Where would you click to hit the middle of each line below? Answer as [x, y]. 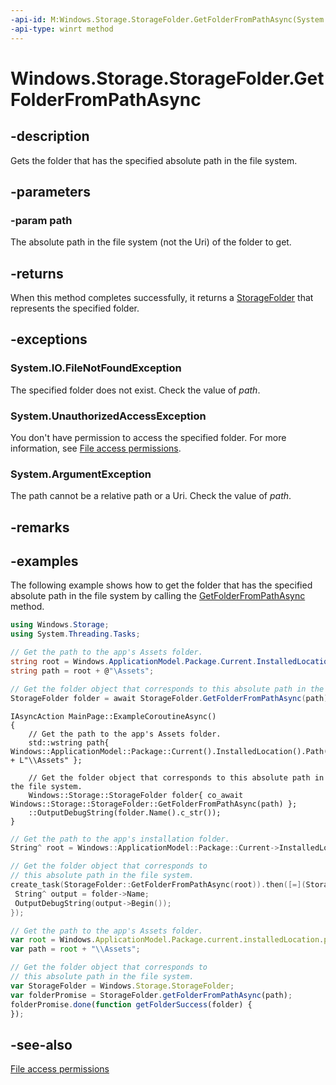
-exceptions [49, 339]
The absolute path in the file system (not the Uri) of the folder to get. [151, 242]
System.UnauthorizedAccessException [108, 416]
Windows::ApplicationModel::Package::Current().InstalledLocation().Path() [171, 751]
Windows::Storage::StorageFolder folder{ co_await [136, 795]
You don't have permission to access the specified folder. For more [148, 437]
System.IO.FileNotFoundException [96, 368]
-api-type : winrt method [62, 29]
